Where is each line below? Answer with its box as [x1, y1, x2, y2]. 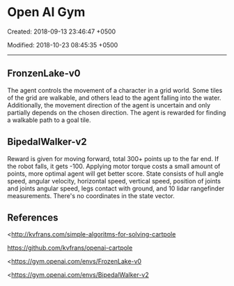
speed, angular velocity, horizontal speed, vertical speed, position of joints [7, 176, 221, 185]
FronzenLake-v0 [7, 68, 81, 80]
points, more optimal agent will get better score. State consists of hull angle [7, 169, 224, 178]
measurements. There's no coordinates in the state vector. [7, 191, 175, 200]
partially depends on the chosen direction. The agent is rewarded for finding [7, 108, 226, 116]
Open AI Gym [7, 4, 86, 20]
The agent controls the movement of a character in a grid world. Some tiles [7, 86, 223, 94]
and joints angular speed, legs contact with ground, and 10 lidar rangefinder [7, 184, 225, 193]
